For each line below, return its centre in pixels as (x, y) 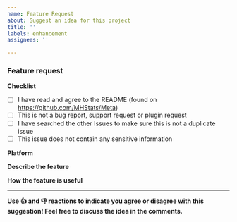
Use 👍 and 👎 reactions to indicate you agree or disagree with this (106, 201)
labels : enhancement (38, 33)
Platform (20, 153)
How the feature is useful (45, 180)
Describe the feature (38, 166)
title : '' (22, 27)
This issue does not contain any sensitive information (95, 139)
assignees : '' (28, 40)
